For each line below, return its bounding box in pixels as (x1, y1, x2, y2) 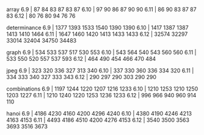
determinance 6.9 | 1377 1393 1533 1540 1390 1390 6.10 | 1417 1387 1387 (6, 24, 189, 31)
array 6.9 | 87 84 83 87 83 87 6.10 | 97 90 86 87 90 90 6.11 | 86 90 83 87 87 (6, 6, 197, 13)
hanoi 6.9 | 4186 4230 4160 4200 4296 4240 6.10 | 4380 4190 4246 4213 (6, 110, 192, 117)
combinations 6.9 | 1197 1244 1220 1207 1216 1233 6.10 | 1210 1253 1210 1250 (6, 85, 199, 92)
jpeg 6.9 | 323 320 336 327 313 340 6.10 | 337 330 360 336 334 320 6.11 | (6, 67, 194, 74)
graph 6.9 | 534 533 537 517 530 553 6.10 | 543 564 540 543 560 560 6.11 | (6, 49, 197, 56)
